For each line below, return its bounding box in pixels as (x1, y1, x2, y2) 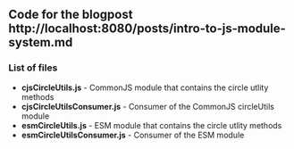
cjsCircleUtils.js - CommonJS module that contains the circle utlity (21, 82, 269, 93)
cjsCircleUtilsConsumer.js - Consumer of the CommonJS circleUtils (21, 101, 274, 112)
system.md (8, 35, 73, 50)
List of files (8, 62, 58, 74)
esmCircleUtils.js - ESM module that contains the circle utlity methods (21, 120, 282, 130)
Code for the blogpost (8, 7, 133, 22)
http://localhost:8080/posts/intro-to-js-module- (8, 21, 287, 37)
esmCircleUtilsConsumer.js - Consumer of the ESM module (21, 129, 245, 140)
